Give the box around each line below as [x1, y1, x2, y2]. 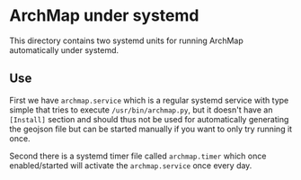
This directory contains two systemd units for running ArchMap [9, 35, 244, 46]
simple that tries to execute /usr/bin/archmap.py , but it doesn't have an [9, 104, 273, 115]
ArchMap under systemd [9, 5, 199, 26]
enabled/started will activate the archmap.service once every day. [9, 159, 252, 171]
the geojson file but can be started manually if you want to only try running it [9, 123, 293, 134]
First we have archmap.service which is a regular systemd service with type [9, 94, 289, 105]
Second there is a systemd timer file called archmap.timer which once [9, 150, 267, 161]
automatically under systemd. [9, 44, 120, 55]
